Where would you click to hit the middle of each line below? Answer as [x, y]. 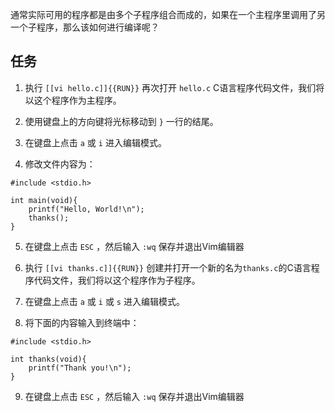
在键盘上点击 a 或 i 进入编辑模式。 [95, 142]
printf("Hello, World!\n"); [86, 209]
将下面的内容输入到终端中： [82, 322]
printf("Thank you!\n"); [80, 368]
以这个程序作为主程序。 [73, 100]
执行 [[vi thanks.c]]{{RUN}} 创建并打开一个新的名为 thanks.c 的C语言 [168, 267]
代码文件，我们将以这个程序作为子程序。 [117, 280]
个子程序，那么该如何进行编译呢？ [89, 27]
